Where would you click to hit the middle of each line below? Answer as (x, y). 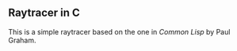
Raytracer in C (44, 13)
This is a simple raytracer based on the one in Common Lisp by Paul (119, 31)
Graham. (23, 40)
